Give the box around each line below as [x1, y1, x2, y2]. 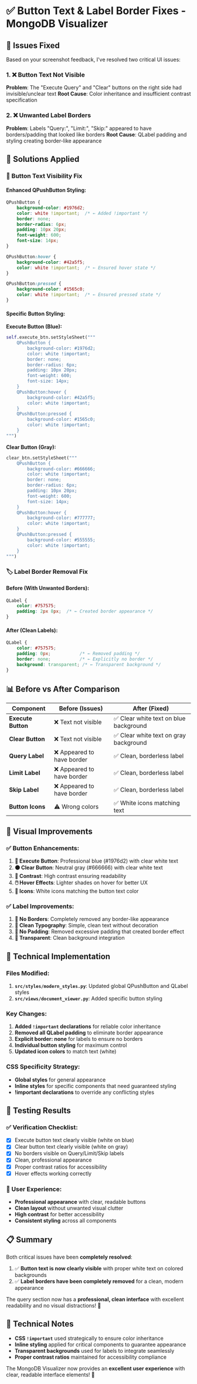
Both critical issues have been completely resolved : [6, 1253, 133, 1260]
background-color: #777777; [27, 515, 96, 521]
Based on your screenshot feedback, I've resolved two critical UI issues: [6, 56, 181, 63]
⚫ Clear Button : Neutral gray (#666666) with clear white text [14, 864, 163, 871]
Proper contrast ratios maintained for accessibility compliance [14, 1353, 167, 1360]
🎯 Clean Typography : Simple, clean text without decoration [14, 922, 158, 929]
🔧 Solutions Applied [6, 154, 80, 164]
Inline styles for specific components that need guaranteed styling [14, 1082, 177, 1089]
